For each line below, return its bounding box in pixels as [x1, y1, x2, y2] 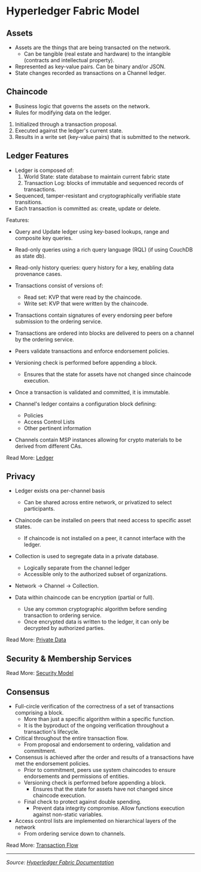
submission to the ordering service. [14, 317, 103, 325]
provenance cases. [14, 270, 62, 277]
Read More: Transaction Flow [6, 841, 79, 849]
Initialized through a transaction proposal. [14, 120, 118, 128]
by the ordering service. [14, 335, 75, 343]
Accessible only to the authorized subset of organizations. [23, 571, 167, 578]
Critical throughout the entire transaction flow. [14, 735, 129, 742]
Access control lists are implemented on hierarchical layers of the [14, 817, 176, 825]
